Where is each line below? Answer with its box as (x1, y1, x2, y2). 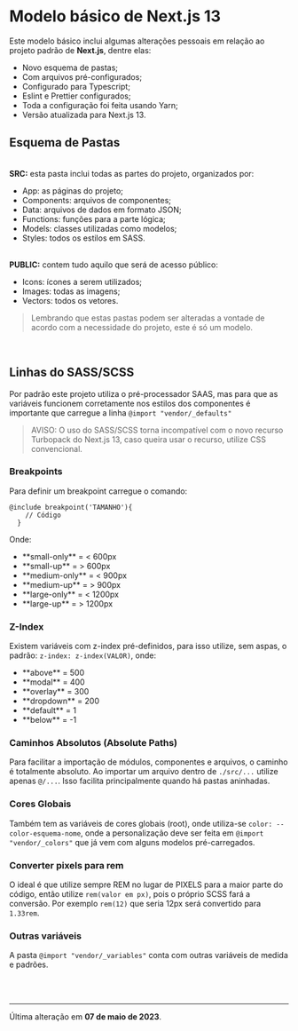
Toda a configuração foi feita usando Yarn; (21, 99, 179, 110)
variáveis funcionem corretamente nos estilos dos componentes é (9, 398, 251, 408)
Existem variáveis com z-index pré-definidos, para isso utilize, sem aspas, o (9, 641, 287, 652)
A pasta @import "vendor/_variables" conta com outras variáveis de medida (9, 950, 288, 961)
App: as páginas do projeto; (21, 185, 124, 196)
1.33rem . (9, 908, 40, 918)
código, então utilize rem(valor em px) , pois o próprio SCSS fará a (9, 889, 251, 900)
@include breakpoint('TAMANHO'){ (9, 503, 133, 512)
